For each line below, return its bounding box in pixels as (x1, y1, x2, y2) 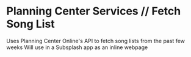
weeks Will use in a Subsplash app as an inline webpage (6, 44, 148, 51)
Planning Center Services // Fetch (6, 4, 181, 18)
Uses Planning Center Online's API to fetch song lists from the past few (6, 37, 185, 44)
